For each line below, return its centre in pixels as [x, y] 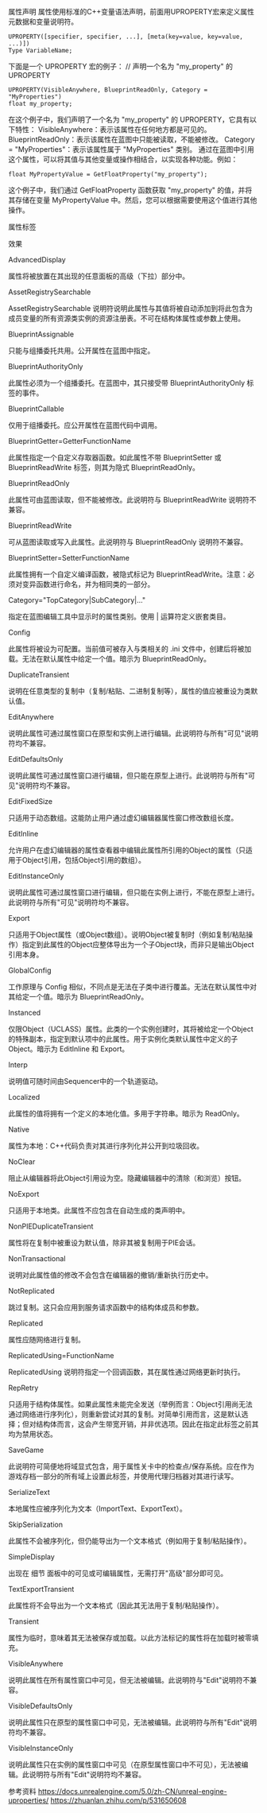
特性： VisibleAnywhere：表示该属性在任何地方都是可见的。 [113, 129]
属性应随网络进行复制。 [46, 1339]
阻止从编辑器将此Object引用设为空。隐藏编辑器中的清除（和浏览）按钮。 [127, 1178]
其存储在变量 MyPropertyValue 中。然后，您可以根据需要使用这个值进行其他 [133, 200]
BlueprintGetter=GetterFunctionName [70, 441]
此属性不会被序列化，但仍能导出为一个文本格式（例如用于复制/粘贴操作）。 [130, 1541]
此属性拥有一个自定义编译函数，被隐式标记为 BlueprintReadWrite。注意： [128, 574]
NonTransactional [37, 1258]
